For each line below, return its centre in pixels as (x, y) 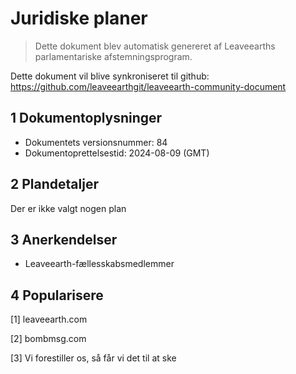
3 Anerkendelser (64, 239)
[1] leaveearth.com (49, 319)
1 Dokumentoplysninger (86, 118)
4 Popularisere (57, 295)
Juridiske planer (79, 18)
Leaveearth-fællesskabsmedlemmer (99, 264)
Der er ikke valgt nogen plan (68, 208)
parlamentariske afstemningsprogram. (113, 56)
